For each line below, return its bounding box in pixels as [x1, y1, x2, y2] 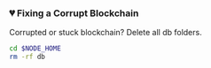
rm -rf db [9, 52, 46, 62]
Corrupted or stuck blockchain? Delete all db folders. [9, 27, 202, 38]
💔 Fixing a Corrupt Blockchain [9, 7, 139, 19]
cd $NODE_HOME [9, 44, 62, 53]
